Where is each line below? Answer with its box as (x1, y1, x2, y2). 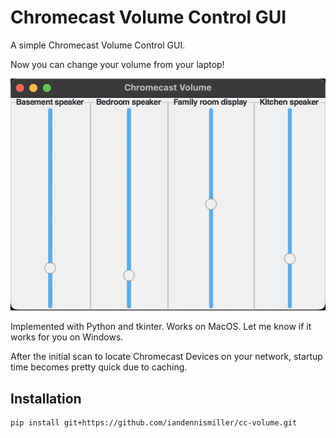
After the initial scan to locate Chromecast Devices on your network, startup (10, 351, 323, 363)
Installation (10, 390, 82, 407)
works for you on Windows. (10, 331, 124, 343)
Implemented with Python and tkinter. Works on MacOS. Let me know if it (10, 321, 312, 333)
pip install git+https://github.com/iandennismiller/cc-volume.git (10, 418, 298, 428)
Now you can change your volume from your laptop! (10, 58, 225, 70)
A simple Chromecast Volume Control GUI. (10, 39, 186, 51)
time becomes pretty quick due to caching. (10, 361, 188, 373)
